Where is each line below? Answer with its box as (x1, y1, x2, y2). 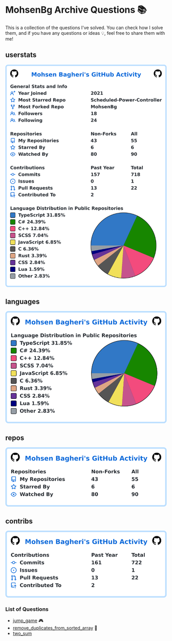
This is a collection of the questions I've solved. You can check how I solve (5, 24, 163, 31)
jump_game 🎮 (12, 617, 44, 624)
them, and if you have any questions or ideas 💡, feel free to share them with (5, 30, 165, 36)
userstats (5, 51, 37, 59)
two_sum (12, 630, 32, 636)
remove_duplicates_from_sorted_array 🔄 (12, 625, 98, 631)
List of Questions (5, 606, 49, 613)
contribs (5, 516, 33, 526)
